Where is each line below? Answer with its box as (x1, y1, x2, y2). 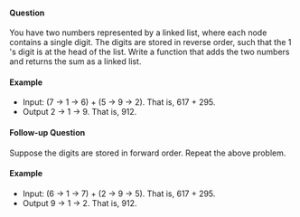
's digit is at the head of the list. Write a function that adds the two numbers (9, 46, 290, 58)
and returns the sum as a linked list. (9, 56, 142, 67)
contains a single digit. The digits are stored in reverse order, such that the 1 (9, 37, 292, 48)
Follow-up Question (9, 127, 86, 137)
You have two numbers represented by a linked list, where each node (9, 27, 267, 38)
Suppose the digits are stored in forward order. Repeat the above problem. (9, 147, 286, 158)
